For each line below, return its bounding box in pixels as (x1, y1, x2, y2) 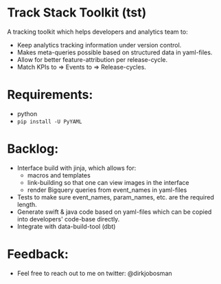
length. (16, 200, 38, 208)
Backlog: (7, 141, 59, 157)
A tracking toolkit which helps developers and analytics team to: (7, 28, 188, 36)
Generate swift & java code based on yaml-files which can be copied (16, 208, 212, 216)
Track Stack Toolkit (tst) (7, 5, 147, 21)
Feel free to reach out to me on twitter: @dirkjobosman (16, 269, 173, 277)
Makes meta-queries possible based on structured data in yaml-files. (16, 48, 213, 56)
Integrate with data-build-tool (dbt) (16, 222, 116, 230)
